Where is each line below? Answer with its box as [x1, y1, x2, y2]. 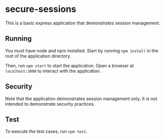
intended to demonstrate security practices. [5, 101, 95, 107]
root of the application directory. [5, 53, 71, 59]
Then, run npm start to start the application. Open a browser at [5, 62, 134, 68]
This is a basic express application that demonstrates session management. [5, 20, 161, 26]
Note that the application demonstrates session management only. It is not [5, 96, 158, 102]
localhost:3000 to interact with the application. [5, 68, 101, 74]
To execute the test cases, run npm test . [5, 129, 87, 135]
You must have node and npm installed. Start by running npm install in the [5, 47, 159, 53]
